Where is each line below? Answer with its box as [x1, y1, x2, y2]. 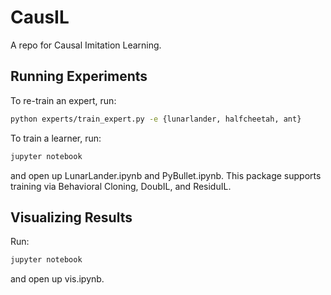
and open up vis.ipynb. [10, 273, 105, 285]
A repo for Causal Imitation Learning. [10, 39, 162, 51]
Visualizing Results [10, 209, 133, 226]
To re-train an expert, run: [10, 94, 117, 106]
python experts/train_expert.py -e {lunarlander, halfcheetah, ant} [10, 114, 302, 124]
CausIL [10, 6, 70, 29]
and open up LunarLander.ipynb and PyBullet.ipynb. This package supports [10, 169, 322, 181]
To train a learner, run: [10, 132, 102, 144]
